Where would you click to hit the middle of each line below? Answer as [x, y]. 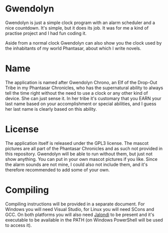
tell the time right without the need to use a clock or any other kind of [76, 93]
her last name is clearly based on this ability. [51, 109]
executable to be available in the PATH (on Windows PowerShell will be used [84, 220]
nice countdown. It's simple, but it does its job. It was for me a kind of [77, 28]
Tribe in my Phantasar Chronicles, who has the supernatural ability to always [84, 88]
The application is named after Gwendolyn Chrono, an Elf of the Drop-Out [81, 82]
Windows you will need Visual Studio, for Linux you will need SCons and [80, 209]
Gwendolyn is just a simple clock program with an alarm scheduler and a [80, 23]
